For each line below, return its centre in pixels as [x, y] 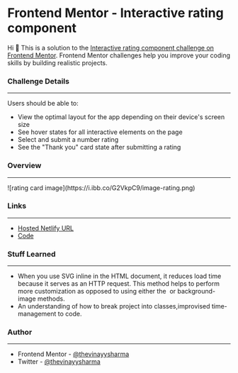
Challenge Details [38, 81]
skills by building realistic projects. [57, 62]
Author [20, 333]
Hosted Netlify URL [46, 228]
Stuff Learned [32, 254]
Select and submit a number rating [68, 140]
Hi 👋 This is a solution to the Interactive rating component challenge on [111, 48]
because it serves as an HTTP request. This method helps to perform [118, 284]
